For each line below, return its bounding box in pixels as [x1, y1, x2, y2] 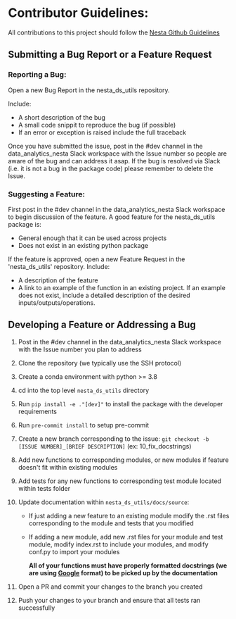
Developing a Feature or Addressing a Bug [8, 319, 196, 331]
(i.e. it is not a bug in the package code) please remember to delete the [8, 164, 214, 173]
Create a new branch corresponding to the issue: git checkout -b [18, 434, 209, 443]
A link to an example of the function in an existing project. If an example [18, 283, 225, 292]
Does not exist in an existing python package [18, 241, 149, 249]
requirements [18, 407, 57, 415]
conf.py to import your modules [28, 547, 120, 556]
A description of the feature [18, 276, 98, 285]
